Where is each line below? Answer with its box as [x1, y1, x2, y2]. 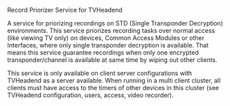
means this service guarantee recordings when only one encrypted [7, 48, 199, 56]
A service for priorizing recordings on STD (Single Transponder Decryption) [7, 19, 224, 27]
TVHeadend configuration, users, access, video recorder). [7, 91, 174, 99]
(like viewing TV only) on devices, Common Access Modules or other [7, 34, 205, 42]
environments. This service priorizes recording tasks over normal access [7, 27, 215, 34]
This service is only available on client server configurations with [7, 69, 193, 77]
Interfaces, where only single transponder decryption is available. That [7, 41, 209, 49]
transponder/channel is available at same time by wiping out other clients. [7, 56, 218, 64]
